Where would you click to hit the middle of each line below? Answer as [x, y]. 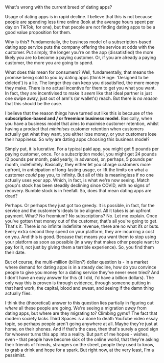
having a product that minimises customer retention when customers [74, 129]
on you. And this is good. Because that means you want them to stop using [81, 237]
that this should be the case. [34, 104]
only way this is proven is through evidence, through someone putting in [78, 283]
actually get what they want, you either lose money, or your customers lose [81, 134]
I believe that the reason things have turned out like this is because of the [79, 113]
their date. [15, 252]
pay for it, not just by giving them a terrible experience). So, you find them [80, 247]
